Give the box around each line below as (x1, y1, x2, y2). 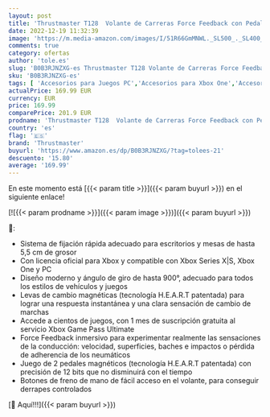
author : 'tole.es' (8, 57, 70, 65)
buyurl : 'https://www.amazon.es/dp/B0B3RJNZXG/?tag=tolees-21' (8, 147, 225, 155)
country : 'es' (8, 124, 56, 132)
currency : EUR (8, 94, 56, 102)
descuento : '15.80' (8, 154, 74, 162)
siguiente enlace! (8, 192, 65, 202)
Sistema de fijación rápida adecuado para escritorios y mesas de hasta (19, 239, 256, 249)
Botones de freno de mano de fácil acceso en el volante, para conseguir (19, 376, 260, 386)
